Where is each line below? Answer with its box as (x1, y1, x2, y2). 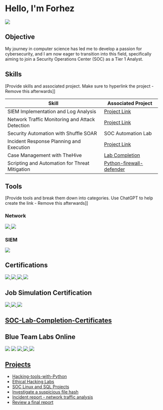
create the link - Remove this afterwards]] (5, 200, 88, 206)
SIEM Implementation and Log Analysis (7, 108, 97, 115)
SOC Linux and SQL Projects (12, 384, 69, 390)
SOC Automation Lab (104, 130, 152, 137)
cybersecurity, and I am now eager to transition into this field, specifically (5, 51, 152, 56)
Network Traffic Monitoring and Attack (7, 116, 95, 123)
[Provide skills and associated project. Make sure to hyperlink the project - (5, 83, 154, 89)
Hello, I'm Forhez (5, 3, 75, 14)
